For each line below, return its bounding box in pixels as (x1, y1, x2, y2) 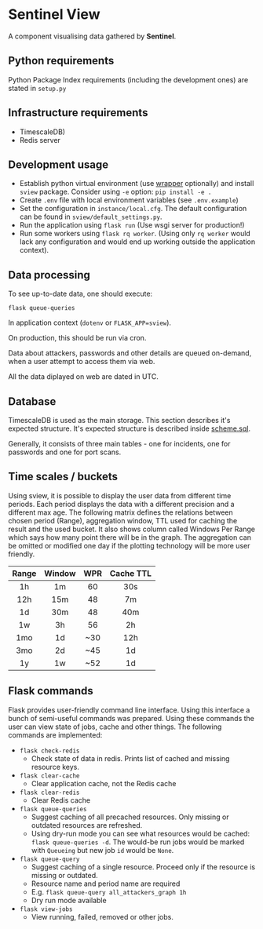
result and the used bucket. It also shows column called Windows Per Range (8, 524, 255, 534)
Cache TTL (109, 567, 152, 578)
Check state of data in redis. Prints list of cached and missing (31, 753, 230, 763)
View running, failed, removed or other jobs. (31, 912, 174, 921)
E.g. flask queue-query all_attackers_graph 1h (31, 887, 187, 896)
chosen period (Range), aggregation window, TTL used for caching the (8, 516, 238, 525)
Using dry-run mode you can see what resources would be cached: (31, 829, 250, 838)
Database (8, 395, 57, 408)
